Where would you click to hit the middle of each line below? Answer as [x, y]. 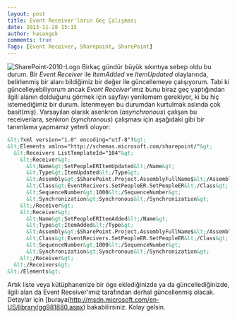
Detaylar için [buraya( [39, 300]
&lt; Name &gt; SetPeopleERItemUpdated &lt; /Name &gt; [100, 166]
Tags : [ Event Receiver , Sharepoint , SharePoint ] [80, 47]
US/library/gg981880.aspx [45, 307]
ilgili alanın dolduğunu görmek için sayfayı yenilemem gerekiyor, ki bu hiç [113, 97]
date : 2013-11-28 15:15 [42, 27]
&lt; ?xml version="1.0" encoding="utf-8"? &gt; [77, 140]
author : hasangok [33, 34]
